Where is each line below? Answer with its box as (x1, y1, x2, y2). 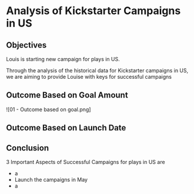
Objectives (6, 40, 47, 50)
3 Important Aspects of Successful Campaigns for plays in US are (6, 159, 166, 166)
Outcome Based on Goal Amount (6, 90, 128, 101)
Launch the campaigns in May (14, 176, 88, 183)
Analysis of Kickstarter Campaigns (6, 4, 181, 18)
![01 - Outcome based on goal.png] (6, 106, 91, 113)
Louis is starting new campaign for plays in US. (6, 56, 120, 62)
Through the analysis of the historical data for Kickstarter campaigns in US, (6, 67, 189, 74)
